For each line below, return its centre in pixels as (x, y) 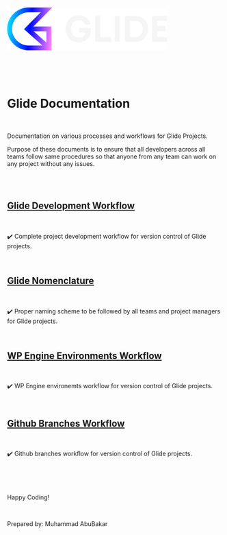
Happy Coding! (28, 497)
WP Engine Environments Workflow (84, 356)
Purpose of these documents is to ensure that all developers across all (106, 149)
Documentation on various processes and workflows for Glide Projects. (108, 136)
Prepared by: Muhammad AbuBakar (57, 524)
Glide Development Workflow (71, 206)
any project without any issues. (51, 163)
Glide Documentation (69, 104)
